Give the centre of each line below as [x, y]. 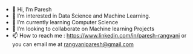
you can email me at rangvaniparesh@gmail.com [73, 44]
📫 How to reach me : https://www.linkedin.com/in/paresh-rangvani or [99, 35]
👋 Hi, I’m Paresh [32, 9]
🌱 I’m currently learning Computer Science [65, 22]
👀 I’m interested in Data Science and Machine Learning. [81, 16]
